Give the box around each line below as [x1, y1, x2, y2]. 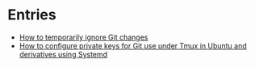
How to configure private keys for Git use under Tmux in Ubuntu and [19, 40, 247, 50]
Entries [7, 6, 57, 24]
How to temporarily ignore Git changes [19, 32, 148, 42]
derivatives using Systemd [19, 49, 108, 59]
